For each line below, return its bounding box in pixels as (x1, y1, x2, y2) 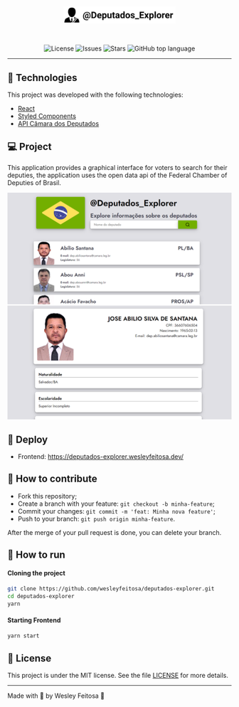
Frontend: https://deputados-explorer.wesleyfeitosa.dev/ (17, 452, 184, 461)
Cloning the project (7, 568, 65, 577)
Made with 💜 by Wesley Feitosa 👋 (7, 691, 105, 700)
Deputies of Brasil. (7, 178, 62, 187)
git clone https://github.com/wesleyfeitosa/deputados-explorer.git (7, 585, 215, 592)
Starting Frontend (7, 615, 61, 624)
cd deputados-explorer (7, 593, 75, 600)
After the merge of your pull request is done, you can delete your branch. (7, 528, 222, 536)
